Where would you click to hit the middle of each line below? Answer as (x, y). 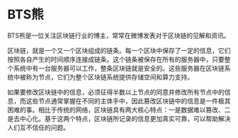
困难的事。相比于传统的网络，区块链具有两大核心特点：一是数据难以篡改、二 (119, 110)
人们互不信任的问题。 (38, 127)
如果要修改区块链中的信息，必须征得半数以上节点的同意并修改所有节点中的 (116, 92)
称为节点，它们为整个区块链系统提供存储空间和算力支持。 (109, 77)
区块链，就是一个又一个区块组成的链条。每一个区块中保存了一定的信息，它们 (119, 50)
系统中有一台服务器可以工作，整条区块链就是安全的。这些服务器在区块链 (119, 68)
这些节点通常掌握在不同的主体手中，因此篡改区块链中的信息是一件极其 (128, 100)
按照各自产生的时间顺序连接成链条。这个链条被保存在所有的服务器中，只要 (116, 59)
